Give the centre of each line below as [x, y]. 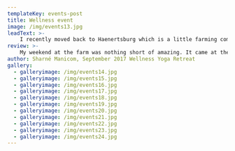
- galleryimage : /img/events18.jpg [65, 98]
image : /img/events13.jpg [45, 26]
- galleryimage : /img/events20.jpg [65, 111]
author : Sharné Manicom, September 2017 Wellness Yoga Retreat [101, 59]
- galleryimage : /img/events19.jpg [65, 104]
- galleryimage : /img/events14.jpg [65, 72]
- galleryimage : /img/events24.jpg [65, 136]
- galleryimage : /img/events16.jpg [65, 85]
